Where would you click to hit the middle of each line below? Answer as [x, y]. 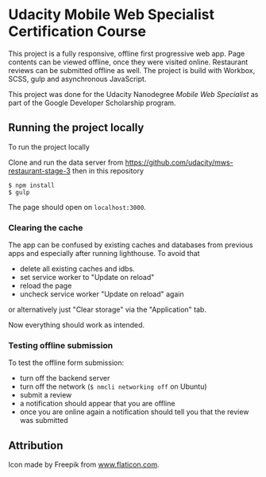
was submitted [44, 421]
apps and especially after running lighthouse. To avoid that [104, 254]
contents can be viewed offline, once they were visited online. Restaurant [128, 62]
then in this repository [108, 171]
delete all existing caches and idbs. [77, 269]
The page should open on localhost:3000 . [77, 207]
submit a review [46, 395]
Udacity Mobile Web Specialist [111, 15]
